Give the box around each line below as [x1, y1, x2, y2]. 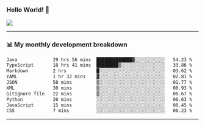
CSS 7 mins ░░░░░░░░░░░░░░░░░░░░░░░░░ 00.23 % [6, 108, 192, 114]
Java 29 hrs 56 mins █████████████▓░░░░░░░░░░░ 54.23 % [6, 56, 192, 63]
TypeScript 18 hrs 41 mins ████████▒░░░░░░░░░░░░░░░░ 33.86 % [6, 62, 192, 69]
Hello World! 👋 [6, 6, 50, 14]
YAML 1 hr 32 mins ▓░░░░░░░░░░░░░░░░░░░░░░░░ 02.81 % [6, 73, 192, 80]
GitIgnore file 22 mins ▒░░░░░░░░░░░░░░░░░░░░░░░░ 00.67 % [6, 91, 192, 97]
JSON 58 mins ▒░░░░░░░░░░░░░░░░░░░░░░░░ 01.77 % [6, 80, 192, 86]
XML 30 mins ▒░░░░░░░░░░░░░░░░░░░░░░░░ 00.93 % [6, 85, 192, 91]
